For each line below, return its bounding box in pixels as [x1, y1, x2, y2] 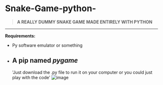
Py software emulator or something [12, 42, 83, 48]
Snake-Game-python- [5, 3, 96, 14]
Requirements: [5, 33, 35, 39]
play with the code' [12, 74, 50, 80]
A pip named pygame [12, 56, 78, 65]
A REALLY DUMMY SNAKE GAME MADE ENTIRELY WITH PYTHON [16, 19, 153, 25]
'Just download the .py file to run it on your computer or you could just [12, 69, 153, 75]
